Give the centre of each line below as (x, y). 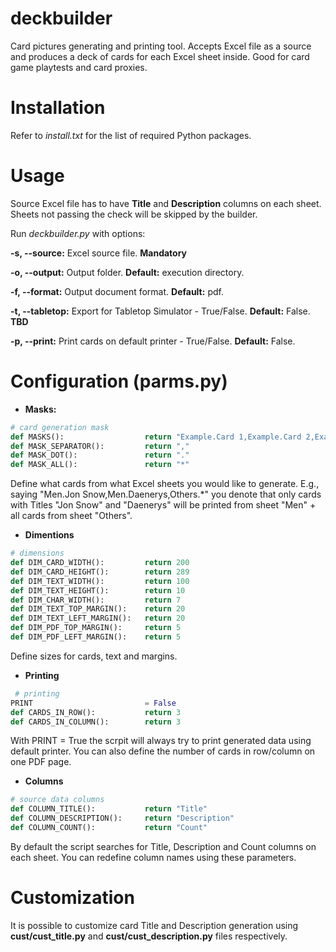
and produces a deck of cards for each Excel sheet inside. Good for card (160, 56)
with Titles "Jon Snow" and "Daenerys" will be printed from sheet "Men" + (163, 505)
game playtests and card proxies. (79, 67)
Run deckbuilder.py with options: (78, 233)
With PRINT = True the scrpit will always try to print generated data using (161, 741)
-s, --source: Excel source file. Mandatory (99, 253)
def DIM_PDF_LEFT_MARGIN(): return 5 (96, 637)
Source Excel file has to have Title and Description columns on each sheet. (166, 203)
